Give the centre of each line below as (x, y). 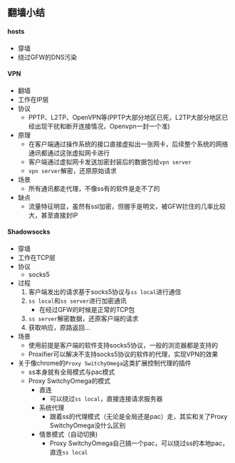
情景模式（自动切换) (68, 434)
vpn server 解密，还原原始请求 (73, 170)
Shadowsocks (29, 232)
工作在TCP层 (36, 257)
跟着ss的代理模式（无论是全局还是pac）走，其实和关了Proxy (139, 416)
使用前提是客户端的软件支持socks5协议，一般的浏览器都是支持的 (123, 345)
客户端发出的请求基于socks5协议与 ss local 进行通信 (105, 292)
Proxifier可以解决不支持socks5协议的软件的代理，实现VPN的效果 (123, 354)
